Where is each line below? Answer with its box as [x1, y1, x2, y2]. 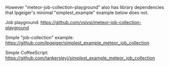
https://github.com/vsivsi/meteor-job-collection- [40, 20, 142, 25]
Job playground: [5, 20, 39, 25]
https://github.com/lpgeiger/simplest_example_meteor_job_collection [5, 40, 149, 46]
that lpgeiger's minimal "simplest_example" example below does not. [5, 10, 149, 16]
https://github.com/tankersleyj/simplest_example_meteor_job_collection [5, 55, 155, 61]
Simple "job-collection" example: [5, 35, 74, 40]
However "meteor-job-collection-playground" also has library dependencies [5, 5, 164, 10]
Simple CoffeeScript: [5, 50, 49, 55]
